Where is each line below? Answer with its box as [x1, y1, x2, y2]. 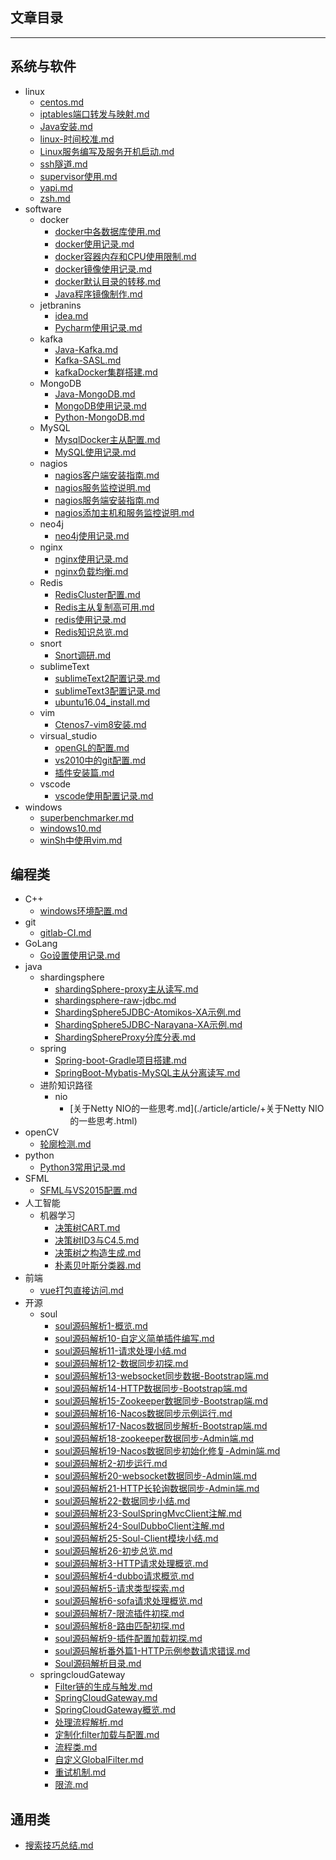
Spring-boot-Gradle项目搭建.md [54, 1054, 187, 1067]
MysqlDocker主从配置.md [54, 433, 161, 445]
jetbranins [39, 299, 82, 311]
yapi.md [39, 181, 74, 193]
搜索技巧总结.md [24, 1839, 94, 1852]
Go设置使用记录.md [39, 949, 121, 962]
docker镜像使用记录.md [54, 263, 153, 275]
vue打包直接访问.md [39, 1284, 124, 1297]
